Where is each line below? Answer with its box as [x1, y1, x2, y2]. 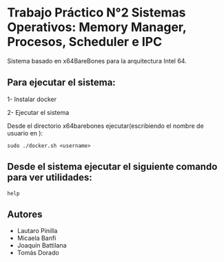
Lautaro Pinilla [17, 227, 58, 235]
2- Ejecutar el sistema [7, 108, 70, 116]
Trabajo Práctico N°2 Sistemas [7, 5, 186, 21]
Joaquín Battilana [17, 241, 67, 250]
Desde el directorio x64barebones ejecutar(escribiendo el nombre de [7, 122, 205, 130]
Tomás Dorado [17, 249, 60, 257]
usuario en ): [7, 129, 43, 137]
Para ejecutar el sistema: [7, 77, 116, 89]
